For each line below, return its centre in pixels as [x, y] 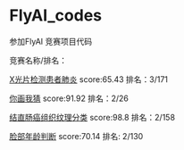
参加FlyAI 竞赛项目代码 [50, 41]
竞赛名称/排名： [38, 60]
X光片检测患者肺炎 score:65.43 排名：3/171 [88, 79]
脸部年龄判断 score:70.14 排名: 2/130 [76, 136]
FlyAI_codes [56, 16]
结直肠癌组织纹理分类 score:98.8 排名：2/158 [92, 117]
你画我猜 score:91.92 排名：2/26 [69, 98]
